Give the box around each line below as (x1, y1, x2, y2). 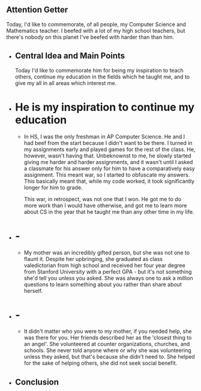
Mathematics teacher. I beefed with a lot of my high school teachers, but (6, 27, 185, 34)
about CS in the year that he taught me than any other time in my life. (23, 208, 194, 215)
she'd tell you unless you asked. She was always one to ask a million (23, 274, 193, 281)
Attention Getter (6, 5, 68, 15)
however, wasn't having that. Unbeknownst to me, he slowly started (23, 152, 192, 159)
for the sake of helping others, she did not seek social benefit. (23, 359, 178, 367)
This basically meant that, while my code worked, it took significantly (23, 177, 195, 184)
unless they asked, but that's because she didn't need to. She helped (23, 353, 195, 360)
